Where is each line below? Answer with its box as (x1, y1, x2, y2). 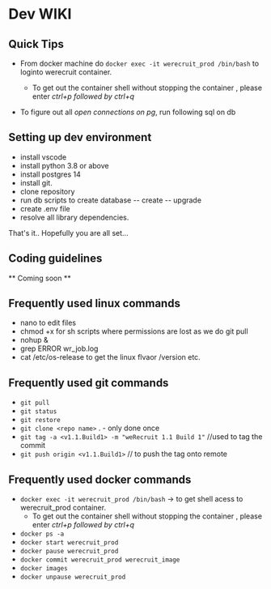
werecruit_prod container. (19, 503, 107, 513)
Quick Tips (8, 37, 65, 51)
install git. (19, 177, 53, 187)
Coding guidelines (8, 252, 103, 266)
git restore (19, 416, 61, 425)
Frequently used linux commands (8, 297, 180, 310)
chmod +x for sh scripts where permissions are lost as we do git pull (19, 327, 248, 336)
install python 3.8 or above (19, 160, 109, 170)
